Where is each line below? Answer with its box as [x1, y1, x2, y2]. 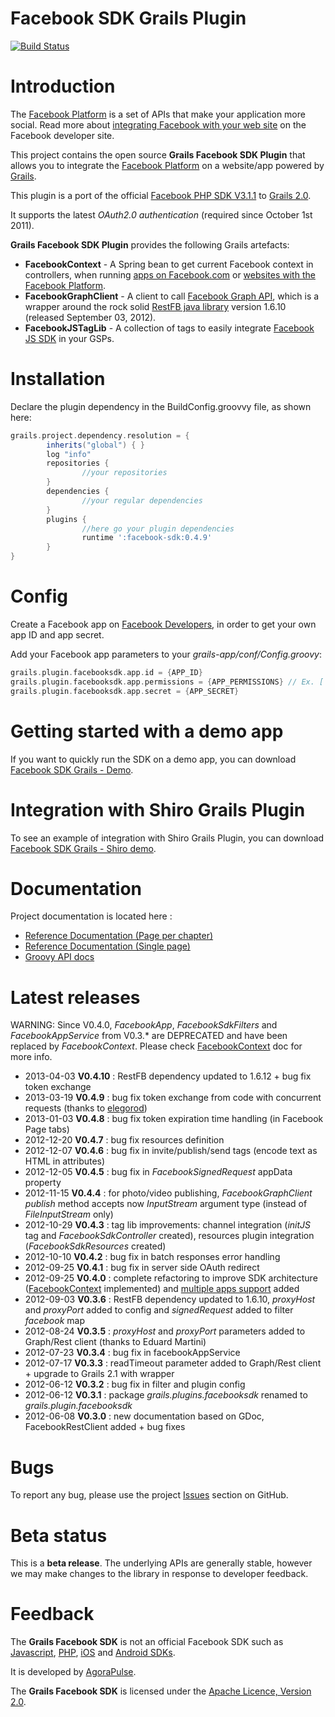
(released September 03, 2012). [24, 311, 157, 323]
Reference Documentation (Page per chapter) [24, 930, 214, 942]
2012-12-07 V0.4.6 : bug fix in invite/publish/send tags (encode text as [24, 1145, 318, 1157]
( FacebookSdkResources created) [24, 1240, 167, 1252]
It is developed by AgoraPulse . [10, 1666, 137, 1678]
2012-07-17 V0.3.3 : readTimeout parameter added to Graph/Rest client [24, 1357, 322, 1369]
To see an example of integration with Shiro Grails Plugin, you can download [10, 832, 325, 844]
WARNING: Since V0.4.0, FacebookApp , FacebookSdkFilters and [10, 1019, 278, 1031]
